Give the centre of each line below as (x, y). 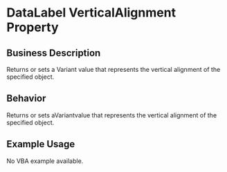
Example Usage (41, 144)
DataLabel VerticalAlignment (91, 13)
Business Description (54, 53)
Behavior (26, 98)
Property (33, 27)
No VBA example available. (45, 161)
